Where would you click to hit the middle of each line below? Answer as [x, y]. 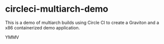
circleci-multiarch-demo [57, 9]
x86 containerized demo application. [43, 27]
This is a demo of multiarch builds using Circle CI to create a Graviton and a [82, 22]
